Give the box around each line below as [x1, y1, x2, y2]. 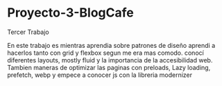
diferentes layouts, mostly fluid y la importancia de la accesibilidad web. [7, 55, 213, 64]
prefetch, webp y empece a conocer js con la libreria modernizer [7, 71, 193, 79]
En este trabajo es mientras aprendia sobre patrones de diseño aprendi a [7, 41, 216, 49]
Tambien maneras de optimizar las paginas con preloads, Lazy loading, [7, 63, 211, 71]
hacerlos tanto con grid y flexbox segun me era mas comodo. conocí [7, 49, 205, 57]
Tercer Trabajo [7, 28, 50, 36]
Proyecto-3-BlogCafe [7, 5, 134, 21]
